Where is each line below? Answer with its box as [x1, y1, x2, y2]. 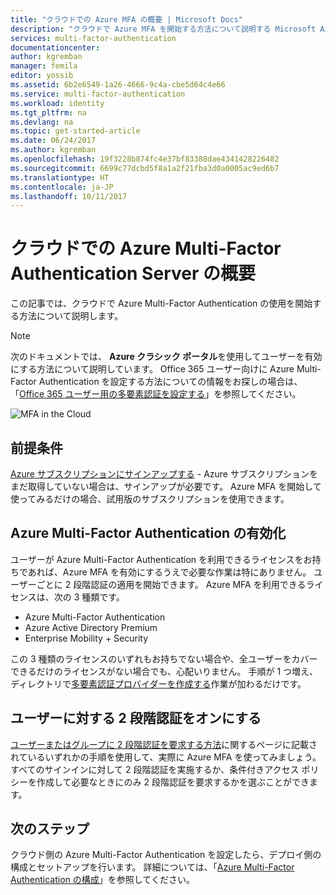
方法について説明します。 [18, 310, 124, 322]
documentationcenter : [10, 42, 101, 53]
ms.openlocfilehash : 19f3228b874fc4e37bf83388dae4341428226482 [10, 154, 280, 164]
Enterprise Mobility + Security [24, 632, 149, 644]
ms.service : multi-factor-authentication [10, 89, 186, 99]
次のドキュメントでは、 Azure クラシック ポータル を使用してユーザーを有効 [10, 351, 323, 363]
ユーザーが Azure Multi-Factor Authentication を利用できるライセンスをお [10, 553, 313, 565]
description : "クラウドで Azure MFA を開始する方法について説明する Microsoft [10, 24, 317, 34]
